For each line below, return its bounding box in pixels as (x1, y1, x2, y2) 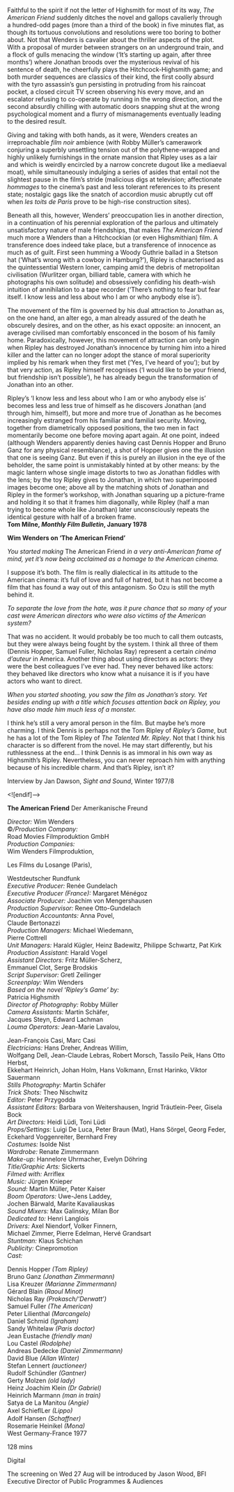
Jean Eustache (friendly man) (7, 1332, 93, 1340)
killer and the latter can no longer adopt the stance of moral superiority (7, 351, 211, 359)
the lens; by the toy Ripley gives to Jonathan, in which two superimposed (7, 476, 217, 484)
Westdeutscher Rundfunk (7, 875, 81, 882)
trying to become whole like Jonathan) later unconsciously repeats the (7, 506, 210, 513)
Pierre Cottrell (7, 934, 47, 942)
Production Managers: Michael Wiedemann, (7, 926, 134, 935)
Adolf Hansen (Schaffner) (7, 1414, 81, 1422)
